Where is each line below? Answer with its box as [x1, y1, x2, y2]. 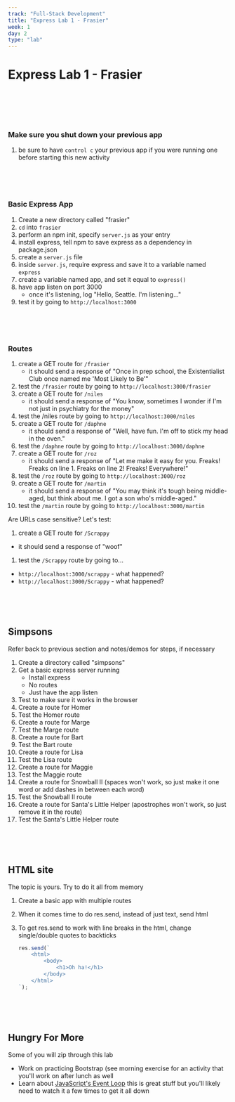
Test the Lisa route [18, 755, 72, 763]
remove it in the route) [18, 808, 83, 816]
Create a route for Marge [18, 718, 90, 726]
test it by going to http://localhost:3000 [18, 297, 137, 306]
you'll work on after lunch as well [18, 1071, 114, 1080]
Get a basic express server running [18, 666, 120, 674]
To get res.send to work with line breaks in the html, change [18, 923, 192, 932]
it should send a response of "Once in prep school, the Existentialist [28, 367, 225, 375]
